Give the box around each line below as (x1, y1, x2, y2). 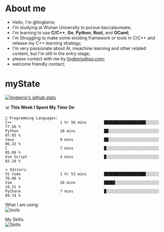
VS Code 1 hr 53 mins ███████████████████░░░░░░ (5, 172, 160, 176)
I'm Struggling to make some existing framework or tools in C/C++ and (12, 35, 156, 41)
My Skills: (5, 216, 25, 222)
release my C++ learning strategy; (12, 40, 82, 46)
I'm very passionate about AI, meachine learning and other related (12, 45, 146, 51)
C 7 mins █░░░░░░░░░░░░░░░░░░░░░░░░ (5, 145, 160, 150)
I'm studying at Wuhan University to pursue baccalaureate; (12, 24, 132, 30)
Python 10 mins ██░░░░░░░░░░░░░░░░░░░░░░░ (5, 128, 160, 133)
